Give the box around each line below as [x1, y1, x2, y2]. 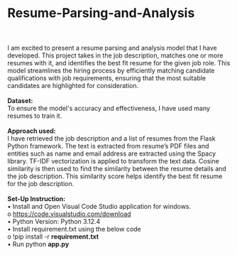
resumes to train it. [7, 112, 62, 120]
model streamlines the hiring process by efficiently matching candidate [7, 66, 215, 75]
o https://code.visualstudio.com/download [7, 210, 131, 218]
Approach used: [7, 126, 56, 135]
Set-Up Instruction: [7, 194, 66, 203]
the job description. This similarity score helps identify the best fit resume [7, 172, 223, 180]
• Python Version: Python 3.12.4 [7, 217, 101, 225]
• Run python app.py [7, 239, 70, 248]
